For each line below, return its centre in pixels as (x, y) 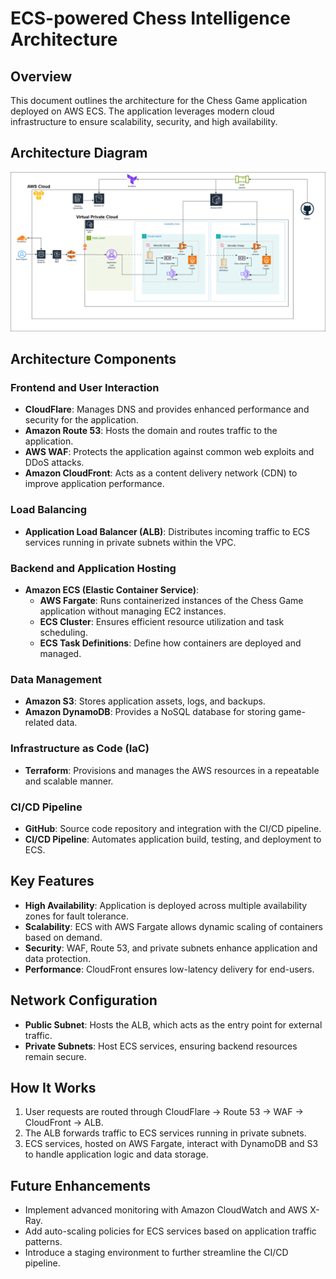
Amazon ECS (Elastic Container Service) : (112, 590)
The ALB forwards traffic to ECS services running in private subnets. (165, 1133)
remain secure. (55, 1056)
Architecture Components (93, 359)
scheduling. (63, 633)
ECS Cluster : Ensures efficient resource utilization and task (162, 622)
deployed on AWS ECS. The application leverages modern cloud (142, 111)
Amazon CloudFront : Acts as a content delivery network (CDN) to (161, 473)
